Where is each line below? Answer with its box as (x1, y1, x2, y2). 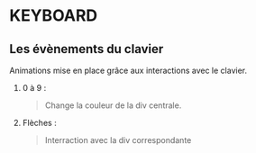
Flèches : (22, 118, 57, 128)
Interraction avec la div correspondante (44, 135, 192, 145)
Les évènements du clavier (9, 41, 164, 57)
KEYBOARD (9, 5, 98, 26)
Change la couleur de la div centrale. (44, 100, 182, 111)
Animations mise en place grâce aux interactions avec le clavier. (9, 65, 248, 76)
